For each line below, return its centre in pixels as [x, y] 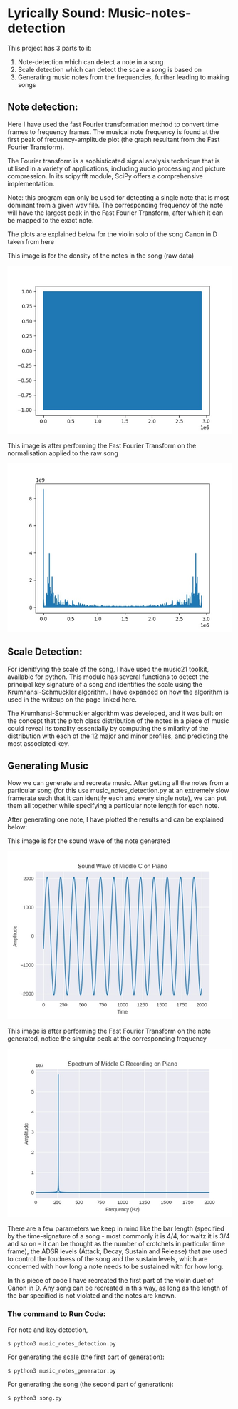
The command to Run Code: [57, 1314]
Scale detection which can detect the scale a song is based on [109, 69]
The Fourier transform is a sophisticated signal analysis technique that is [114, 161]
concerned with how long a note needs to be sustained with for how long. [115, 1267]
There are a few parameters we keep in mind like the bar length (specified [116, 1228]
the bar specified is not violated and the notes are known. [92, 1296]
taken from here [31, 241]
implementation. [31, 183]
